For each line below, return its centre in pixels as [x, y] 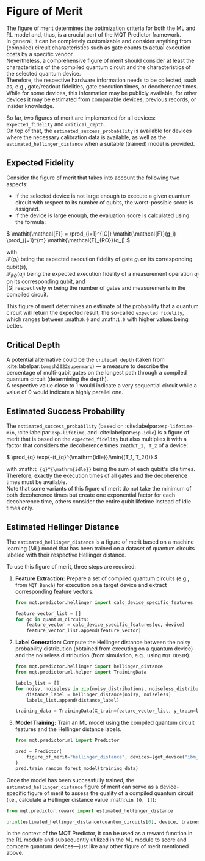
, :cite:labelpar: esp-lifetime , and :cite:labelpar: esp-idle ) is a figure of [102, 432]
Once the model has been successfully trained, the [70, 780]
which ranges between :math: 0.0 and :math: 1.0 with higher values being [98, 319]
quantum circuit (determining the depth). [57, 379]
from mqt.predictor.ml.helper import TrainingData [81, 672]
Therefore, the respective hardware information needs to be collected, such [102, 80]
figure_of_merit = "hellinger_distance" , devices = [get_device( [106, 757]
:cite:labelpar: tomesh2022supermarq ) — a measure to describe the [88, 366]
